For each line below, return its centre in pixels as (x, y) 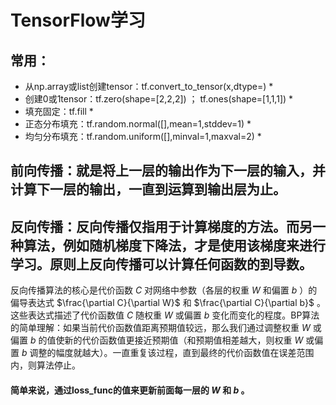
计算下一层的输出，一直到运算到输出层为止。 (148, 189)
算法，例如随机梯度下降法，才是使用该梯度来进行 (174, 245)
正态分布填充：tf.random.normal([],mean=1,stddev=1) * (138, 124)
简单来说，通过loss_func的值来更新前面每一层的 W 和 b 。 (130, 390)
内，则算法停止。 (45, 365)
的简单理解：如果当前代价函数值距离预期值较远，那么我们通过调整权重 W (160, 328)
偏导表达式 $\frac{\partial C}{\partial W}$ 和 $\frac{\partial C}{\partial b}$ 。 (168, 303)
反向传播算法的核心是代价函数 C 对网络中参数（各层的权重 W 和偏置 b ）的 (164, 290)
